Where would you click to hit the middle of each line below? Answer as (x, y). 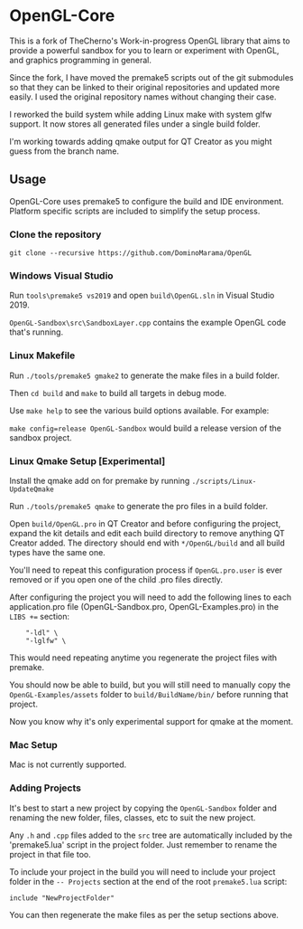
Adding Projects (46, 788)
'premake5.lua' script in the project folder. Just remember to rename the (143, 844)
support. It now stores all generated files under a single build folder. (135, 124)
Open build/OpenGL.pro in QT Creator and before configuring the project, (145, 523)
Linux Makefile (42, 355)
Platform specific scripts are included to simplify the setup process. (135, 211)
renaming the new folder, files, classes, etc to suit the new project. (133, 817)
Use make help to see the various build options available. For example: (139, 410)
